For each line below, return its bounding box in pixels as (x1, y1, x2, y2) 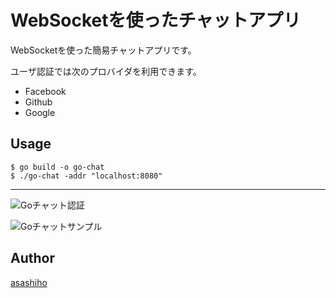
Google (24, 106, 56, 118)
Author (10, 250, 55, 267)
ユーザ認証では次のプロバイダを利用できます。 (10, 65, 202, 77)
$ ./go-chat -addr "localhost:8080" (10, 171, 163, 181)
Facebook (24, 85, 67, 97)
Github (24, 96, 53, 108)
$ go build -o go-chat (10, 162, 105, 172)
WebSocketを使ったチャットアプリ (10, 9, 302, 32)
